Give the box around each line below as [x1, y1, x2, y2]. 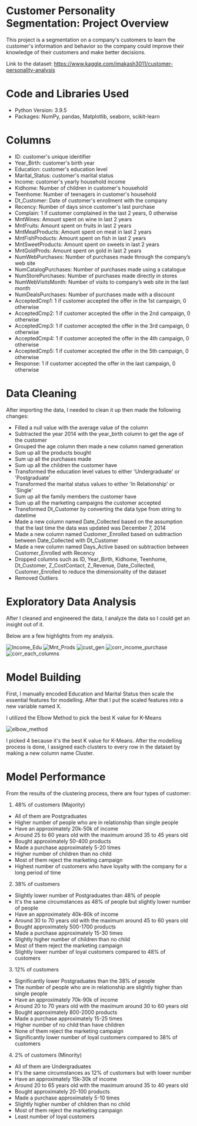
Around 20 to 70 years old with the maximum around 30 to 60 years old [14, 1002, 188, 1009]
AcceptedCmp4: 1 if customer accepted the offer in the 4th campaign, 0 [14, 334, 189, 342]
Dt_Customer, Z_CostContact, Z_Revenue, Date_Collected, [14, 562, 155, 569]
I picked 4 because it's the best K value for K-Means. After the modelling [6, 737, 182, 744]
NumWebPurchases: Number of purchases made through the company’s [14, 253, 191, 260]
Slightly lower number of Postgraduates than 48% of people [14, 892, 161, 899]
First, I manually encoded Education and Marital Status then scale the [6, 690, 175, 697]
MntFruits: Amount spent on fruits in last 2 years [14, 222, 132, 229]
